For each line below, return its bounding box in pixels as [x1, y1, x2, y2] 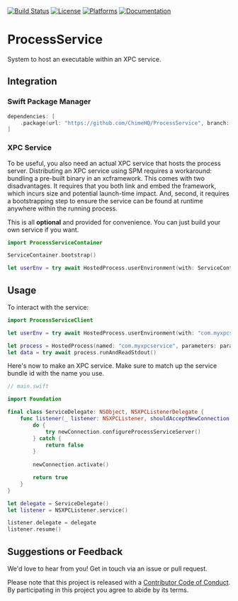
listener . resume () [7, 526, 62, 533]
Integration [7, 75, 58, 88]
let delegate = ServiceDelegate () [7, 500, 110, 507]
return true [33, 474, 69, 481]
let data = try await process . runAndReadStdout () [7, 349, 157, 356]
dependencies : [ [7, 113, 55, 120]
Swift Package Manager [7, 96, 91, 106]
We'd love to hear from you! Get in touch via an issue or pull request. [7, 564, 208, 573]
